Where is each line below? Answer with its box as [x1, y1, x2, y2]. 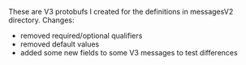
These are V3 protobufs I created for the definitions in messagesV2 [8, 7, 234, 16]
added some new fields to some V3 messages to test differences [19, 48, 238, 57]
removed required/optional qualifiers [19, 31, 143, 40]
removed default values [19, 39, 100, 49]
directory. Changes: [8, 15, 75, 25]
